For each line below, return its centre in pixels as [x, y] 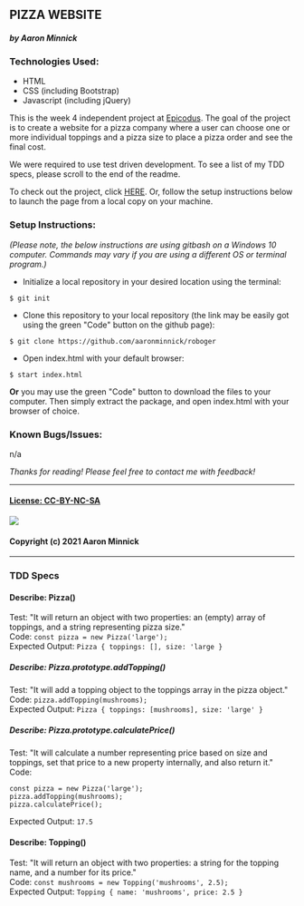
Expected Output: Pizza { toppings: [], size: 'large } [116, 647]
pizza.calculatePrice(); [56, 805]
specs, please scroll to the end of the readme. [95, 174]
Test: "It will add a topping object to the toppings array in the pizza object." [149, 690]
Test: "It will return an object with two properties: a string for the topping [144, 862]
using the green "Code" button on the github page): [119, 325]
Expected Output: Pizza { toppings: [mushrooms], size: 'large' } [137, 709]
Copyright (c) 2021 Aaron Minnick [74, 541]
